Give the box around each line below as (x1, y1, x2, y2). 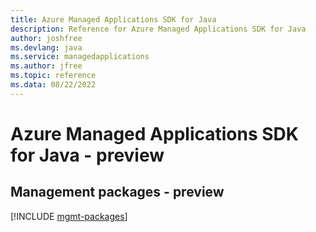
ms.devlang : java (10, 42, 83, 53)
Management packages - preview (10, 184, 225, 201)
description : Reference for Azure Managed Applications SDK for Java (10, 24, 307, 34)
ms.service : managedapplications (10, 52, 150, 62)
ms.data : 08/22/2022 (10, 80, 97, 90)
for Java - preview (10, 144, 165, 166)
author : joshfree (10, 33, 83, 43)
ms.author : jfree (10, 61, 83, 71)
